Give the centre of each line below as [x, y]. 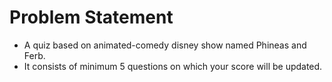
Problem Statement [91, 17]
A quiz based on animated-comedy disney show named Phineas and [165, 45]
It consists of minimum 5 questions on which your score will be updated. [173, 66]
